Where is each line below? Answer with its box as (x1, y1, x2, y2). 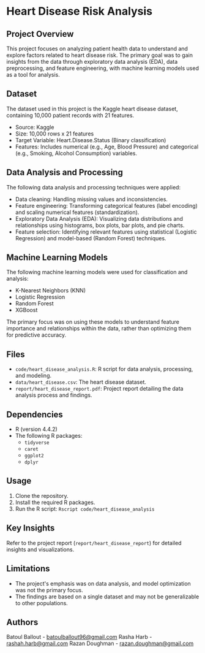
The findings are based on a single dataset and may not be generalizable (15, 593, 199, 600)
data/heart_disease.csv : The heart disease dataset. (15, 378, 147, 386)
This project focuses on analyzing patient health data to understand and (6, 45, 188, 52)
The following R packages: (15, 432, 83, 440)
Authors (6, 617, 39, 627)
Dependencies (6, 409, 63, 419)
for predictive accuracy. (6, 331, 67, 338)
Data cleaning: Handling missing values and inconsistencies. (15, 195, 168, 203)
